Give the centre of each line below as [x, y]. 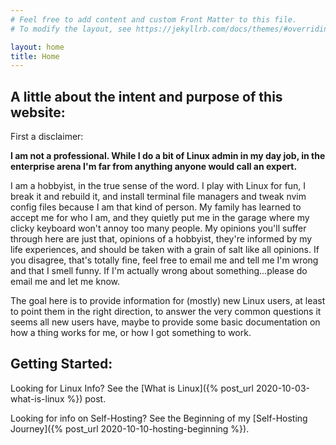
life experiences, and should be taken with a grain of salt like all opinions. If [165, 250]
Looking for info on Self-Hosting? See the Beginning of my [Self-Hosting [159, 418]
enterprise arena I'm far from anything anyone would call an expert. [154, 167]
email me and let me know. [65, 282]
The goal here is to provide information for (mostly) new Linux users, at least [168, 301]
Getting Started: [61, 364]
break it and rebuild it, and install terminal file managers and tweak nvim [158, 197]
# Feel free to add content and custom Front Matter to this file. [154, 19]
